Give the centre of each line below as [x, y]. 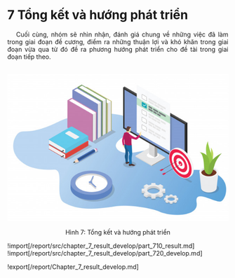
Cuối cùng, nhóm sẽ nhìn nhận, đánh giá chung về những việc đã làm [122, 34]
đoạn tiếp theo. [29, 57]
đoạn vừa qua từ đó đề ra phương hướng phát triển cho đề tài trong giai [118, 49]
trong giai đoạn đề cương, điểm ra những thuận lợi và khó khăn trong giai [118, 41]
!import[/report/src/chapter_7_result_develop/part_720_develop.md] [105, 253]
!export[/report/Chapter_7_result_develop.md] [73, 267]
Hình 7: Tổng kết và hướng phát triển [118, 232]
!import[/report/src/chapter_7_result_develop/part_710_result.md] [101, 246]
